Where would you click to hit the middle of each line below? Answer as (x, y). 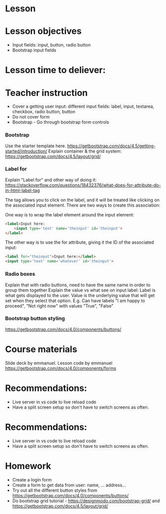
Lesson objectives (43, 31)
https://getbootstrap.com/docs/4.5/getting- (111, 146)
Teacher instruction (46, 93)
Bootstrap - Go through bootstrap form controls (61, 122)
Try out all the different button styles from (55, 490)
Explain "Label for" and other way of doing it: (51, 180)
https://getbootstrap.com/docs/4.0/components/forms (61, 368)
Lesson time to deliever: (55, 70)
